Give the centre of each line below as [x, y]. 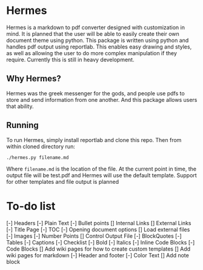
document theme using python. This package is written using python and [98, 40]
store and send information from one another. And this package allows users [102, 100]
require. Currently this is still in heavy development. [70, 59]
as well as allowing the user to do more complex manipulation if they [92, 53]
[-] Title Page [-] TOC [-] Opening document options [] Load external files [98, 229]
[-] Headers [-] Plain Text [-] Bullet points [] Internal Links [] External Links [99, 223]
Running [23, 125]
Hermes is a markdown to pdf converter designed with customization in [95, 27]
